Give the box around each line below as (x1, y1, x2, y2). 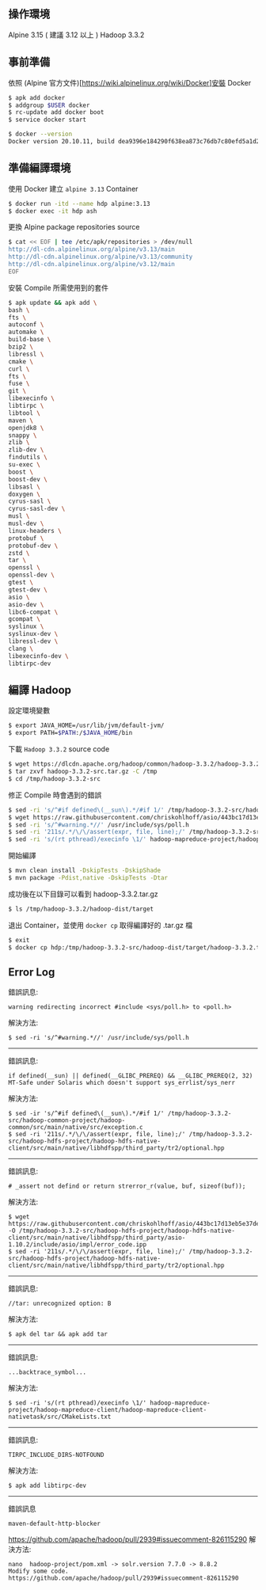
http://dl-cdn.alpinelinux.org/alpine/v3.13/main (8, 245, 176, 253)
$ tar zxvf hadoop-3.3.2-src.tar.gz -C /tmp (8, 767, 158, 775)
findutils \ (8, 454, 47, 462)
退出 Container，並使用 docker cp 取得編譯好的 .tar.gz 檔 (8, 920, 192, 930)
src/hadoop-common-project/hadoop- (8, 1116, 126, 1124)
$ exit (8, 936, 30, 944)
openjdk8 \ (8, 424, 44, 432)
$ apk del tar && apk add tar (8, 1330, 108, 1338)
